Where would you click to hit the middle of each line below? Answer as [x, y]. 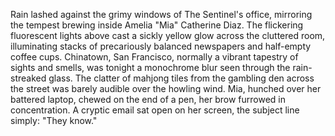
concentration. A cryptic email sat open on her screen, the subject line [155, 110]
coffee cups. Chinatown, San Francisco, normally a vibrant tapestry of [154, 57]
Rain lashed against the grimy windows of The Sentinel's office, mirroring [161, 14]
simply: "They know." [54, 120]
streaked [28, 78]
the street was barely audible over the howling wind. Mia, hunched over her [166, 88]
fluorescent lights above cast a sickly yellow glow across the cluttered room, [168, 35]
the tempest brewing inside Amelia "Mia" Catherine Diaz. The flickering [157, 25]
